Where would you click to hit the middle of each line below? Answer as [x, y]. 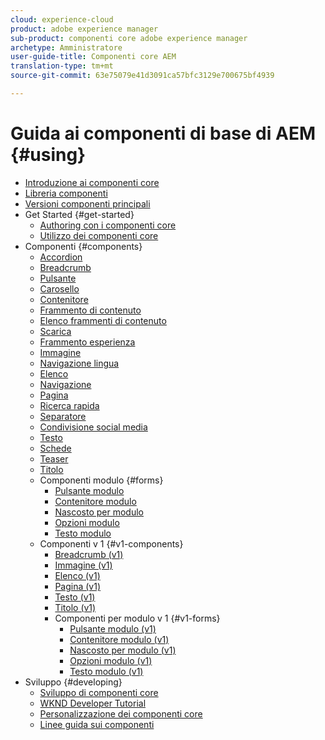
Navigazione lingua [79, 363]
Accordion [61, 257]
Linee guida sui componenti [97, 724]
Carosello [59, 288]
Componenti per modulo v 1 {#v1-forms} [137, 618]
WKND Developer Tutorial [93, 703]
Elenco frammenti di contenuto [103, 320]
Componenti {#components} [83, 246]
